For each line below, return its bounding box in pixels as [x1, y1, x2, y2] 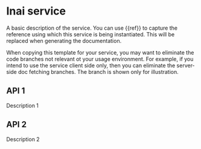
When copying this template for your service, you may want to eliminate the [6, 48, 194, 56]
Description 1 [6, 102, 39, 109]
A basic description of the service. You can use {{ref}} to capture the [6, 24, 178, 31]
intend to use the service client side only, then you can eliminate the [6, 62, 176, 69]
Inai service [6, 4, 66, 18]
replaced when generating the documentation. [6, 37, 122, 44]
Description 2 [6, 135, 40, 143]
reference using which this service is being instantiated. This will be [6, 30, 175, 38]
